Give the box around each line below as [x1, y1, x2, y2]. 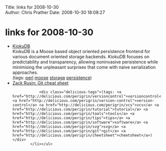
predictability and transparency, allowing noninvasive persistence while [12, 59, 159, 65]
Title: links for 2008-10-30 [5, 4, 59, 10]
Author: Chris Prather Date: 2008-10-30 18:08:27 [5, 9, 105, 15]
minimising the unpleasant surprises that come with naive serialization [12, 64, 156, 70]
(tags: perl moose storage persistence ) [12, 74, 92, 81]
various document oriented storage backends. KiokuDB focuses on [12, 53, 150, 59]
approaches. [12, 69, 39, 75]
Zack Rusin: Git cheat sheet [12, 80, 69, 86]
